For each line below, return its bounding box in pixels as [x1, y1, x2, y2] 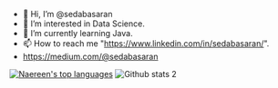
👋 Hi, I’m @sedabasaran [22, 9, 113, 19]
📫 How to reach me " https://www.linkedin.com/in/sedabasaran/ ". [22, 38, 270, 49]
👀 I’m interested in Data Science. [22, 18, 146, 29]
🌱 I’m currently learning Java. [22, 28, 134, 38]
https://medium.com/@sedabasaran [22, 51, 159, 62]
